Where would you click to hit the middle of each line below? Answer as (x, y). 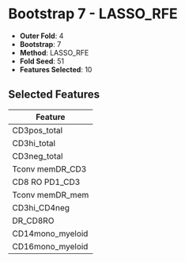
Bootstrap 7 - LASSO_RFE (93, 14)
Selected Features (54, 95)
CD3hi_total (34, 143)
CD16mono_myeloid (50, 246)
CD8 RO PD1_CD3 (46, 182)
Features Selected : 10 (56, 69)
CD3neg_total (38, 156)
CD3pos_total (38, 130)
